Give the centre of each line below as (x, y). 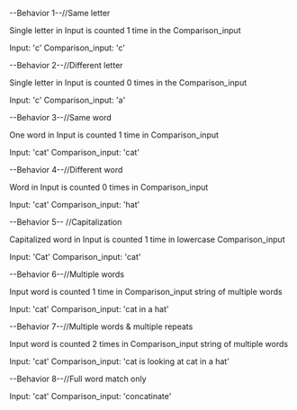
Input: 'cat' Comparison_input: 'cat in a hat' (89, 309)
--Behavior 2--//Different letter (66, 65)
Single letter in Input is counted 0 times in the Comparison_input (128, 83)
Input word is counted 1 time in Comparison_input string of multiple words (146, 292)
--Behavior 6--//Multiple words (67, 274)
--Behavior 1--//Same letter (60, 13)
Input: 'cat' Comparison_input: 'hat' (75, 205)
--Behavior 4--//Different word (66, 169)
